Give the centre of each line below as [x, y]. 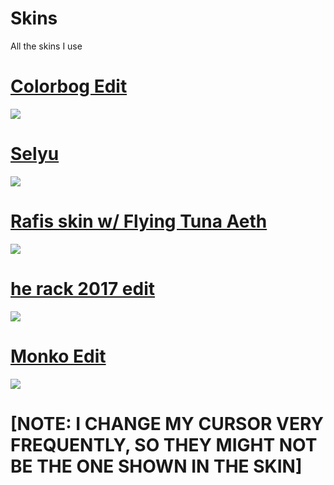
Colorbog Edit [69, 86]
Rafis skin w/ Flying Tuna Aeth [139, 221]
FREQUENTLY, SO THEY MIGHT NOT [164, 444]
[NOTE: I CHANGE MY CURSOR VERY [167, 423]
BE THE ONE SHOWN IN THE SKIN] [156, 466]
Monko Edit [58, 356]
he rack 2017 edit [83, 288]
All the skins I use [46, 46]
